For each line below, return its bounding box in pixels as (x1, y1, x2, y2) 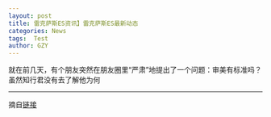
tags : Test (8, 34, 48, 43)
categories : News (8, 27, 67, 35)
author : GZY (8, 42, 48, 50)
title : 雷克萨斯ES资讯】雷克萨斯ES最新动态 (8, 19, 139, 27)
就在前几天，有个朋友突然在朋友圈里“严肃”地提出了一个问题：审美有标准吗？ (8, 65, 262, 75)
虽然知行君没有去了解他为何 (8, 75, 101, 85)
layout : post (8, 11, 52, 20)
